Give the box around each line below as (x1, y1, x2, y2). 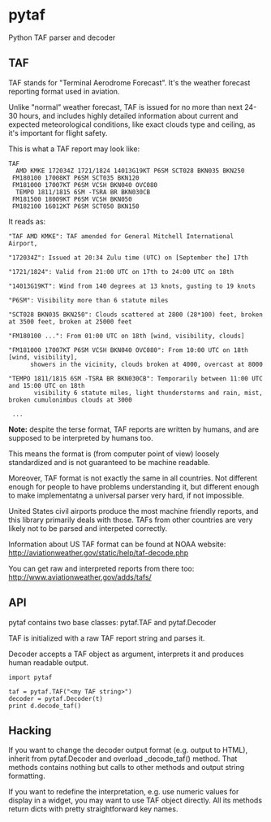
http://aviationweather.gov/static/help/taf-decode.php (8, 547, 189, 558)
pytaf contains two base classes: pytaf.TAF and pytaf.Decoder (8, 617, 217, 627)
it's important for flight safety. (8, 128, 108, 137)
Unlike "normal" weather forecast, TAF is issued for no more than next (8, 102, 243, 111)
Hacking (8, 724, 52, 737)
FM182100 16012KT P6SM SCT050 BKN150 (11, 202, 140, 211)
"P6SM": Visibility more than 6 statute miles (8, 296, 169, 304)
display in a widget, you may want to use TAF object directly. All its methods (8, 795, 262, 806)
